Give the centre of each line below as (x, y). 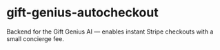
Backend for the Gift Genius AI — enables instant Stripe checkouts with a (110, 32)
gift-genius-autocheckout (83, 13)
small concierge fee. (36, 38)
